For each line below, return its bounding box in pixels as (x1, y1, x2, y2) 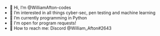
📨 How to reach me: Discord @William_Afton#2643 (9, 25, 112, 31)
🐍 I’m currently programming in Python (9, 15, 87, 20)
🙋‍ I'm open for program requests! (9, 20, 77, 26)
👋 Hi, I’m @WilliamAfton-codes (9, 5, 71, 10)
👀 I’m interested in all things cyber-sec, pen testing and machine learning (9, 10, 156, 16)
